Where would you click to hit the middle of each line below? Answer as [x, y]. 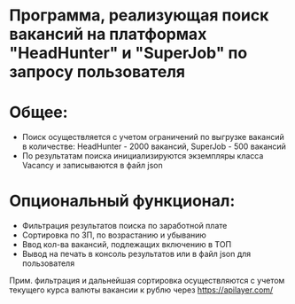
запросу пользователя [97, 72]
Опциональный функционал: [122, 201]
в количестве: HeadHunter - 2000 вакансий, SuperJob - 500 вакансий [154, 146]
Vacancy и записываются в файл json [92, 166]
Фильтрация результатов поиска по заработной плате [124, 226]
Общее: [39, 113]
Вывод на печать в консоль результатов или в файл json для [136, 254]
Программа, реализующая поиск [139, 16]
